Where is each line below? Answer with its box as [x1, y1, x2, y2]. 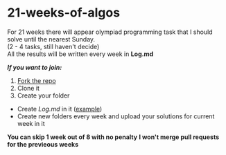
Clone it [17, 84, 40, 92]
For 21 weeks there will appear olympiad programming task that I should [7, 28, 213, 36]
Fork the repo [17, 76, 57, 84]
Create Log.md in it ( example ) [17, 104, 103, 113]
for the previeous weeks [7, 140, 79, 148]
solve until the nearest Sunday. [7, 35, 96, 43]
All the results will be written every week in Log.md [7, 50, 154, 58]
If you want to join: [7, 63, 62, 71]
